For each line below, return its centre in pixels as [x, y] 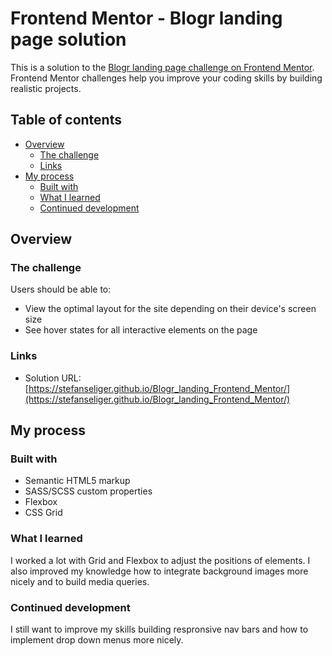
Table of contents [66, 120]
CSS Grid [43, 513]
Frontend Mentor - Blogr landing [146, 18]
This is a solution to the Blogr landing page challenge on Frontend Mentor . [162, 67]
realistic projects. [46, 88]
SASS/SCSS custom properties [88, 491]
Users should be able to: [61, 289]
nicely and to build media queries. [80, 581]
